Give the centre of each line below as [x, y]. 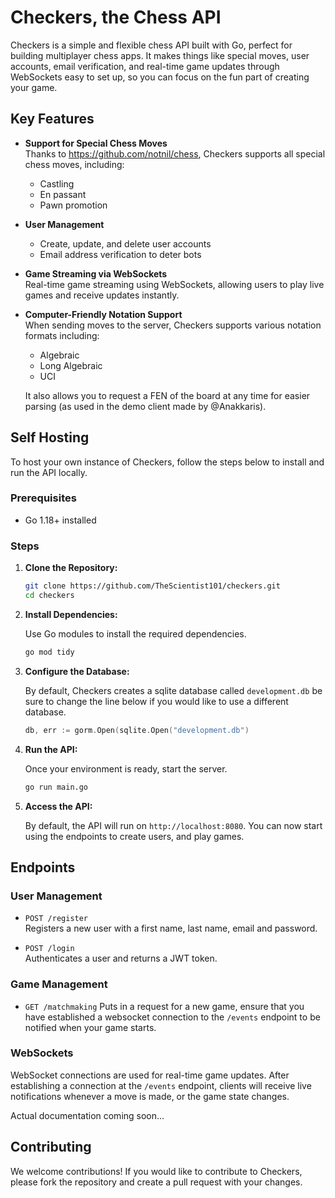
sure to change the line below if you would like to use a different [156, 701]
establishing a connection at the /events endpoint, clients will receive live [161, 1085]
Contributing [51, 1147]
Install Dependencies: [71, 614]
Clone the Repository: [71, 568]
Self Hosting [50, 437]
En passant [63, 194]
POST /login [49, 949]
